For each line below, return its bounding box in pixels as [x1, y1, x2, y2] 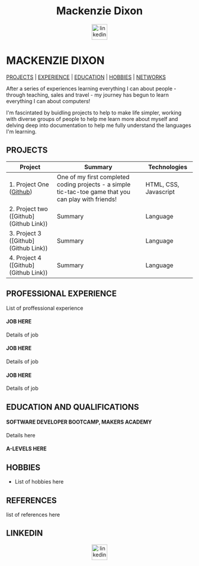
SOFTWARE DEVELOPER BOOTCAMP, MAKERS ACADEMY [6, 418, 152, 425]
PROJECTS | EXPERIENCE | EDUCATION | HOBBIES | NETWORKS [6, 73, 166, 81]
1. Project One [9, 180, 49, 188]
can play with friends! [56, 195, 117, 203]
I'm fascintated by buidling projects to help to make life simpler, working [6, 109, 182, 116]
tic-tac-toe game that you [56, 187, 131, 196]
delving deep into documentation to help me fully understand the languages [6, 122, 191, 129]
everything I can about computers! [6, 97, 91, 104]
